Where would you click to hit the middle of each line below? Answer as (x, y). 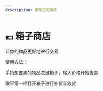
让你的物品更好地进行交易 (32, 51)
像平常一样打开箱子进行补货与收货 (41, 83)
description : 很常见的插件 (31, 10)
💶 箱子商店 (28, 36)
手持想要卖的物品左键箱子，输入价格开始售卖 (52, 72)
